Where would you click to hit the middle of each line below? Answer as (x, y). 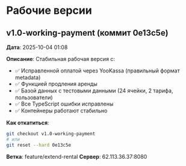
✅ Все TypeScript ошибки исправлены (64, 104)
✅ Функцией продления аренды (56, 84)
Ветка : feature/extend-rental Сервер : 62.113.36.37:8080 (77, 156)
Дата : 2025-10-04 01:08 (37, 47)
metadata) (28, 77)
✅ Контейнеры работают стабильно (61, 110)
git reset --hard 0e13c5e (39, 145)
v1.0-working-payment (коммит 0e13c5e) (87, 33)
